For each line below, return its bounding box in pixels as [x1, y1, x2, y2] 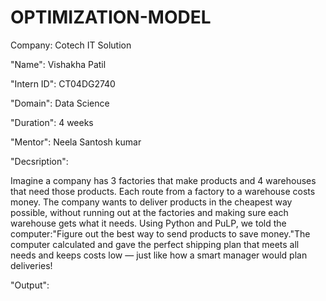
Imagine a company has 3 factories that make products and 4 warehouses [10, 174, 317, 186]
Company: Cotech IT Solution [10, 39, 132, 51]
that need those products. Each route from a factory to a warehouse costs [10, 185, 316, 197]
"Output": [10, 279, 50, 291]
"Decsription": [10, 155, 69, 167]
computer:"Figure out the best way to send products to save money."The [10, 227, 311, 240]
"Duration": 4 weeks [10, 116, 94, 128]
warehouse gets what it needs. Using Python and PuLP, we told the [10, 217, 287, 229]
